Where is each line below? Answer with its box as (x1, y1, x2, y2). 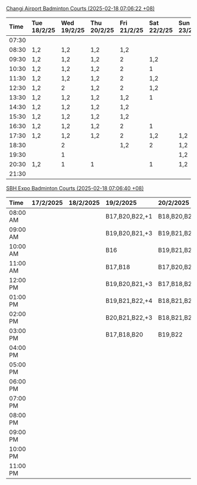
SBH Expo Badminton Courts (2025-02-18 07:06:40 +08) (6, 185, 144, 191)
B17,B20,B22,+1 (105, 213, 152, 220)
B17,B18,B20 (105, 331, 144, 338)
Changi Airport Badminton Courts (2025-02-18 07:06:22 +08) (6, 5, 155, 12)
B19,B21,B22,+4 (105, 297, 152, 305)
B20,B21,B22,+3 (105, 314, 152, 322)
